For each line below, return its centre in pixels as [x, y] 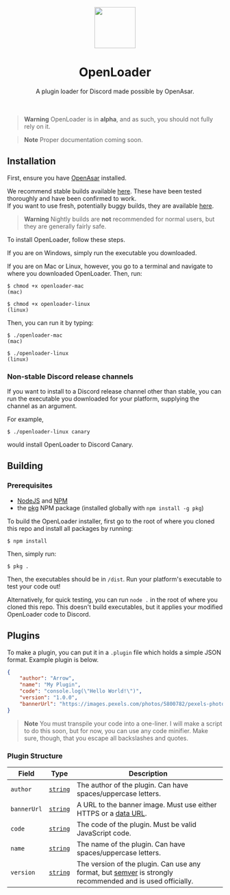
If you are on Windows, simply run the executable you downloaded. [102, 252]
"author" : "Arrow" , [47, 678]
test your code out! [34, 586]
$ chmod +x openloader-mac [46, 286]
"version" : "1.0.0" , [49, 698]
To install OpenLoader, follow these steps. [66, 239]
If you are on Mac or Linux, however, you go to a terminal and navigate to [110, 266]
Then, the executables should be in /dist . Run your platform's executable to [115, 579]
